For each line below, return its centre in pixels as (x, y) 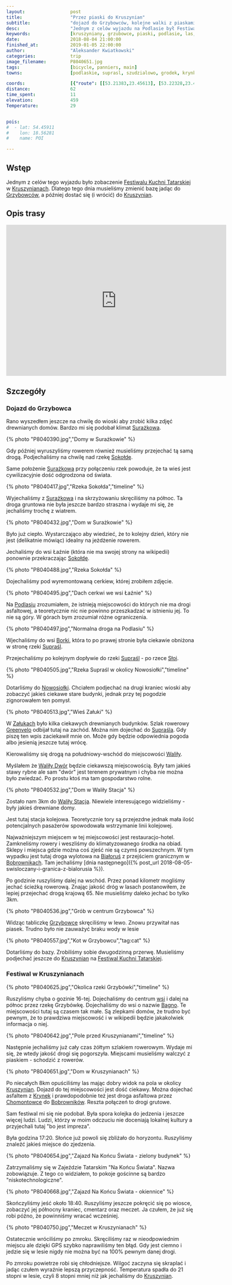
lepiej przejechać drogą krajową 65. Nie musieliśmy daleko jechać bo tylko (98, 893)
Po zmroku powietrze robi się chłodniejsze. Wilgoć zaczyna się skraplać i (96, 1263)
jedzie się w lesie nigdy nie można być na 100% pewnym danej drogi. (91, 1252)
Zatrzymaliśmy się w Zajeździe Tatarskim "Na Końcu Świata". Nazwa (90, 1167)
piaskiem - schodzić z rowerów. (45, 1059)
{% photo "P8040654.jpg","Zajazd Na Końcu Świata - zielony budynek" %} (98, 1155)
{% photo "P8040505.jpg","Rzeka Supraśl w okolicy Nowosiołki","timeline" (98, 670)
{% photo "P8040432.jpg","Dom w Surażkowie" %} (69, 522)
